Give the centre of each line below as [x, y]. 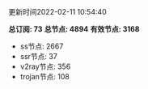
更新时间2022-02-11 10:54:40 [57, 12]
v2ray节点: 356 [45, 66]
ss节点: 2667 [42, 46]
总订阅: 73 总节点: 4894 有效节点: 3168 [74, 29]
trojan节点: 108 [45, 76]
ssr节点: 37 [39, 56]
